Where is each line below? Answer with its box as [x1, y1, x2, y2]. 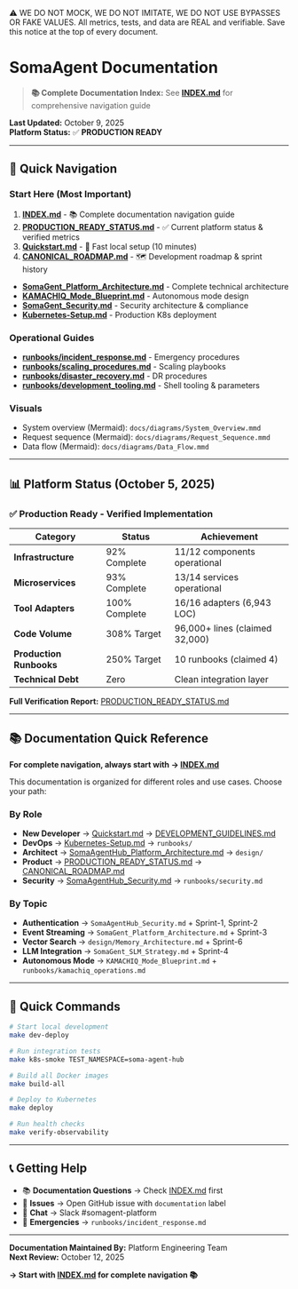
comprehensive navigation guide [30, 99, 151, 110]
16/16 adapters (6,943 [174, 596, 272, 609]
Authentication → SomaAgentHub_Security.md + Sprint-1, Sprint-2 [21, 918, 259, 928]
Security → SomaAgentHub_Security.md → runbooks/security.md [21, 875, 263, 887]
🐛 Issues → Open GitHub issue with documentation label [21, 1197, 226, 1208]
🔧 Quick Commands [9, 999, 122, 1014]
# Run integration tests [9, 1046, 101, 1055]
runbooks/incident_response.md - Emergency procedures [21, 351, 240, 362]
